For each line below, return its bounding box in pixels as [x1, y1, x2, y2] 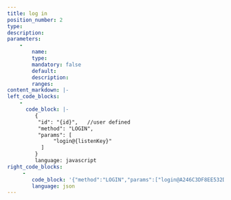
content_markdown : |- [7, 87, 69, 93]
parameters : [7, 36, 41, 43]
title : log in [7, 10, 48, 17]
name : [32, 49, 48, 56]
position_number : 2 [7, 16, 63, 23]
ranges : [32, 80, 54, 87]
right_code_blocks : [7, 163, 63, 170]
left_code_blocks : [7, 93, 60, 100]
